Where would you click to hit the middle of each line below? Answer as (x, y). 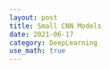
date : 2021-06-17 (42, 34)
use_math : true (38, 51)
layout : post (34, 17)
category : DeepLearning (54, 43)
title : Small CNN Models (55, 26)
